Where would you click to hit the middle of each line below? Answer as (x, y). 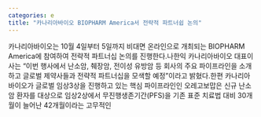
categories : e (31, 15)
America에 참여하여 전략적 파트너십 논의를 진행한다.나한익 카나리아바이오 (121, 56)
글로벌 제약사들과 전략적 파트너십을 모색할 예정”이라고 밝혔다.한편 (123, 75)
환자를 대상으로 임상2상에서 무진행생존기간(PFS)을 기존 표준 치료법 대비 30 (131, 95)
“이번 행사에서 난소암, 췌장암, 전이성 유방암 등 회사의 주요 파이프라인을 (130, 66)
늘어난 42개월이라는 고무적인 (67, 105)
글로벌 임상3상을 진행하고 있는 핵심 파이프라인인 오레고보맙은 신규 (136, 85)
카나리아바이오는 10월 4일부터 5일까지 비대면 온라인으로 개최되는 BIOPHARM (127, 46)
